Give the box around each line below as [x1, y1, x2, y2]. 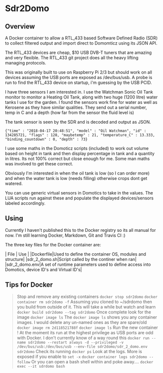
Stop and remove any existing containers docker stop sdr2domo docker [16, 293, 158, 299]
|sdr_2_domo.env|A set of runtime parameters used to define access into [5, 261, 151, 267]
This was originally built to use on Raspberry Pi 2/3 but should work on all [5, 69, 152, 75]
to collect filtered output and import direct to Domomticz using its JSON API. [5, 40, 158, 46]
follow [16, 359, 31, 364]
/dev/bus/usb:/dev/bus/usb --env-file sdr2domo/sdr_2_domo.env [16, 344, 148, 349]
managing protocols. [5, 60, 47, 65]
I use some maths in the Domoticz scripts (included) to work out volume [5, 146, 149, 151]
